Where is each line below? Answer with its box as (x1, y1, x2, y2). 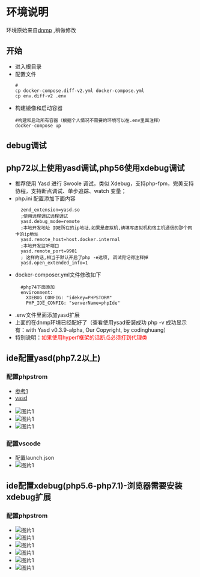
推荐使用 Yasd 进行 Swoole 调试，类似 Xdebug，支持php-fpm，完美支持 (14, 180, 194, 187)
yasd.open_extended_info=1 (20, 260, 88, 266)
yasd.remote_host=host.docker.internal (20, 236, 120, 242)
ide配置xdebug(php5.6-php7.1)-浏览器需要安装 (6, 481, 183, 491)
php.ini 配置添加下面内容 (14, 195, 76, 202)
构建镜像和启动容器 (14, 104, 63, 111)
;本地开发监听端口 (20, 243, 59, 249)
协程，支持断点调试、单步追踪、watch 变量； (14, 187, 127, 194)
